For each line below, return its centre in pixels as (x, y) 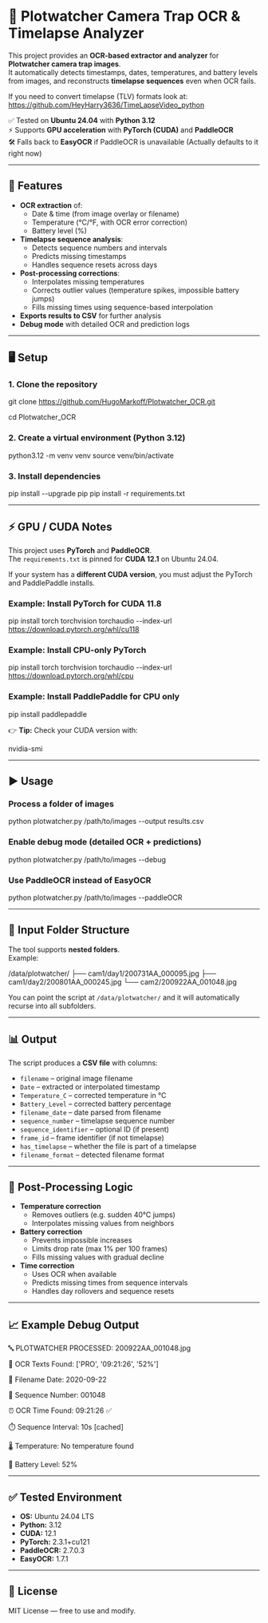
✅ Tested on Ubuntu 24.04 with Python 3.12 (82, 120)
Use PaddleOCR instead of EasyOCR (80, 880)
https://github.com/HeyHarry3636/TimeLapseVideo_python (106, 105)
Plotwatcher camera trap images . (65, 64)
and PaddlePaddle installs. (52, 583)
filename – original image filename (76, 1078)
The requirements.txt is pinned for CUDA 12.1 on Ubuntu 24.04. (114, 559)
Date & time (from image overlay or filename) (105, 213)
